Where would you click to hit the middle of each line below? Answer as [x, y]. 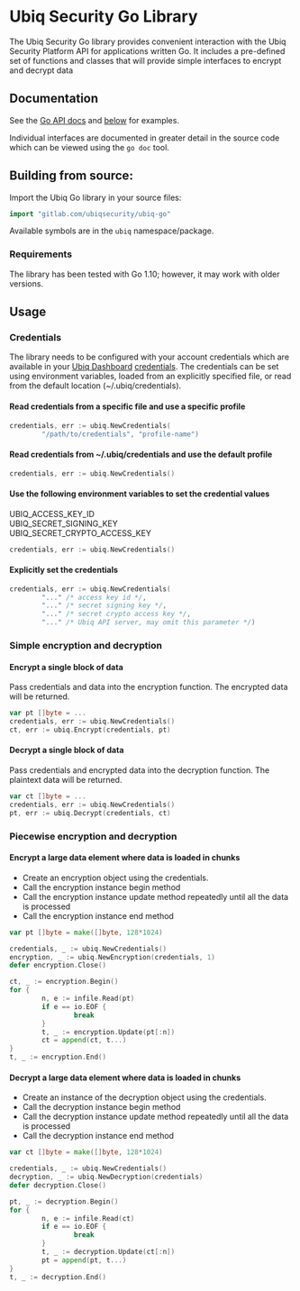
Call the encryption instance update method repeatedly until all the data [155, 896]
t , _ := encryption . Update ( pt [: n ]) [109, 1032]
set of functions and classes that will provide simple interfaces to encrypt [145, 60]
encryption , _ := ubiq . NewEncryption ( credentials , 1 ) [113, 957]
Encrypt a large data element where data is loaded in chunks [125, 858]
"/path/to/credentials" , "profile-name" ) [121, 434]
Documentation [54, 99]
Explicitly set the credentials [64, 570]
